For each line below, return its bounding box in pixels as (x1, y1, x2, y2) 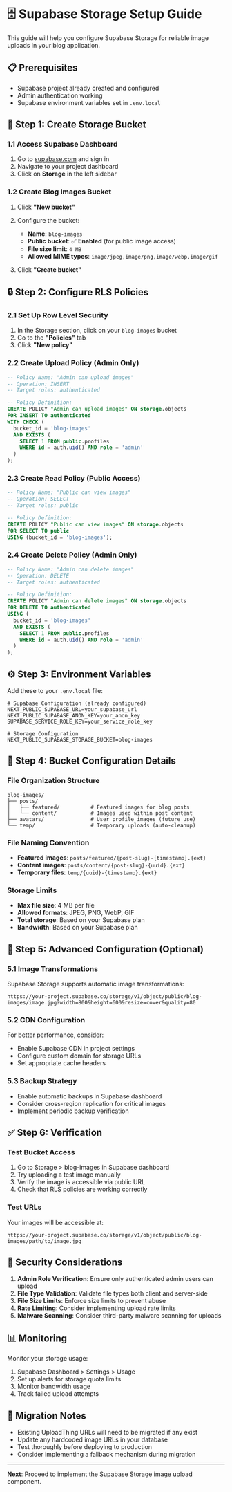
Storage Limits (7, 885, 57, 895)
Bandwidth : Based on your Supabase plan (17, 923, 138, 932)
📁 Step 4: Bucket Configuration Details (7, 755, 176, 767)
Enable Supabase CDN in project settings (17, 1044, 135, 1053)
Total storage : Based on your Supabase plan (17, 916, 145, 924)
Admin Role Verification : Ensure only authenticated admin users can (17, 1275, 214, 1283)
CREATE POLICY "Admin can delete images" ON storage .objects (7, 598, 187, 605)
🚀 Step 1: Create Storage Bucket (7, 119, 146, 131)
